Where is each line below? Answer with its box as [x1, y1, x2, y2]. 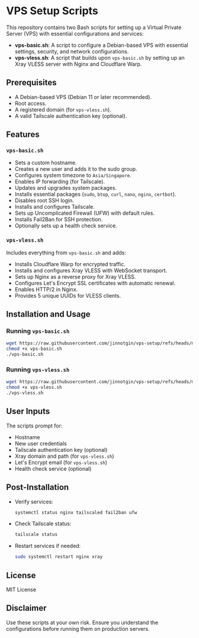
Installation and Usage [6, 310, 91, 320]
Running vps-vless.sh [6, 365, 70, 374]
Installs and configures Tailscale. [14, 203, 95, 210]
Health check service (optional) [14, 465, 92, 472]
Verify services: [14, 498, 53, 505]
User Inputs [6, 406, 50, 416]
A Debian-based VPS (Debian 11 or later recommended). [14, 93, 152, 100]
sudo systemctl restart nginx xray [14, 554, 103, 560]
